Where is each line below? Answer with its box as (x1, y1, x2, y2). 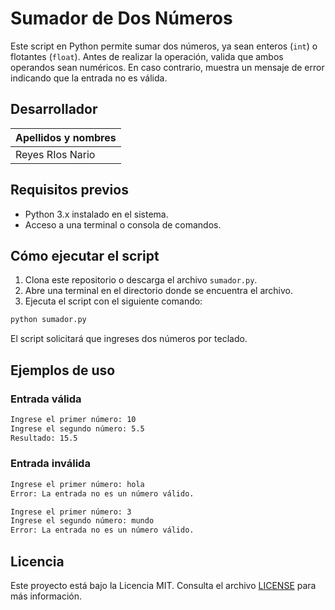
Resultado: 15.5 (10, 433, 78, 443)
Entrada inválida (10, 457, 91, 471)
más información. (10, 590, 82, 602)
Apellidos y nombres (15, 130, 117, 144)
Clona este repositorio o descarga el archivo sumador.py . (24, 274, 258, 286)
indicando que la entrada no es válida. (10, 72, 168, 84)
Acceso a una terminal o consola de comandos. (24, 218, 222, 231)
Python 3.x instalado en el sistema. (24, 208, 169, 220)
